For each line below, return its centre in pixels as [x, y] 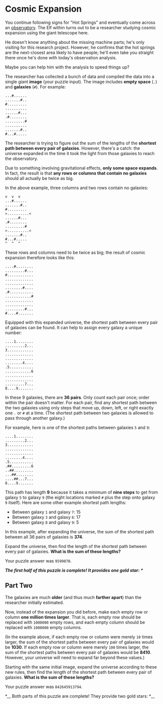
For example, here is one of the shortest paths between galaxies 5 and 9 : [78, 427]
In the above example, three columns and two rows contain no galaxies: [77, 188]
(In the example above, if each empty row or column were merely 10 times [79, 637]
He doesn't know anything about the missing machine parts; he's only [75, 42]
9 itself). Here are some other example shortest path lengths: [66, 502]
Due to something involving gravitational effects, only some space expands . [81, 168]
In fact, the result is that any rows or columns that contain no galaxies [76, 173]
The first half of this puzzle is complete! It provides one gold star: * [74, 570]
